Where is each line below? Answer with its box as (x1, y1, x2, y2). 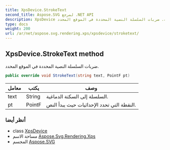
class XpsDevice (12, 128, 48, 134)
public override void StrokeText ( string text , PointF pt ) (5, 73, 130, 78)
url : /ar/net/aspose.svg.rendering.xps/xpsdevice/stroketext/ (5, 31, 139, 36)
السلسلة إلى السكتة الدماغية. (46, 93, 109, 100)
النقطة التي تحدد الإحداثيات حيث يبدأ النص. (46, 101, 137, 108)
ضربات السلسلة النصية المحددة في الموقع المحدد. (5, 63, 99, 69)
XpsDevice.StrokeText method (5, 50, 104, 58)
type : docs (5, 21, 28, 27)
